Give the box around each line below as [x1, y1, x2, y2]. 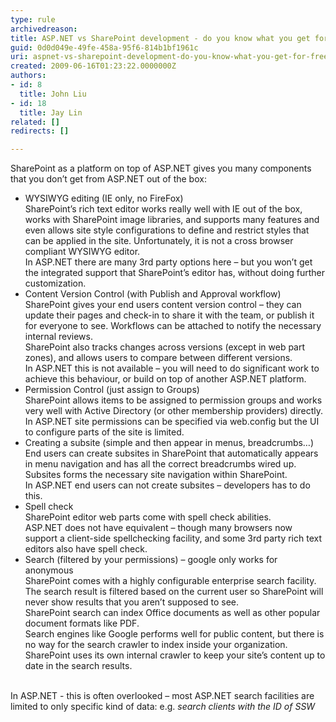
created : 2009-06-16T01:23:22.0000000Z [10, 61, 177, 71]
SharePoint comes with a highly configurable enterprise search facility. [24, 575, 317, 587]
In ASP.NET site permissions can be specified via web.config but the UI [24, 416, 320, 428]
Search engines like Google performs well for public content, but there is [24, 628, 325, 640]
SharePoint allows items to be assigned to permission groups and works [24, 394, 323, 406]
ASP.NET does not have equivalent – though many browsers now [24, 522, 293, 534]
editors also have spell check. [24, 543, 148, 555]
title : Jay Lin [19, 107, 83, 118]
